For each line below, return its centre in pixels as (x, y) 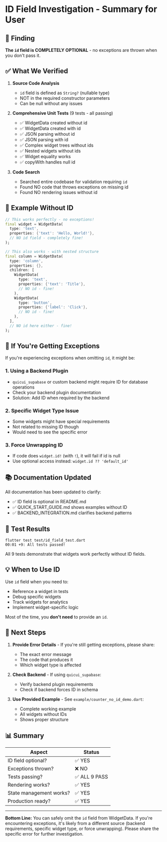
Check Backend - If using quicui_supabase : (57, 674)
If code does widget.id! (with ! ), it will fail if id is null (66, 456)
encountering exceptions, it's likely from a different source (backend (75, 824)
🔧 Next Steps (26, 633)
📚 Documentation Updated (48, 477)
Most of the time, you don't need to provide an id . (57, 617)
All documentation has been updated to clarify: (53, 492)
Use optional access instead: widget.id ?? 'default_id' (70, 461)
